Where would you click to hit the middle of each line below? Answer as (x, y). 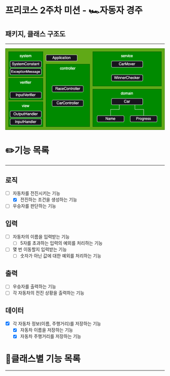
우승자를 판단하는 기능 (34, 206)
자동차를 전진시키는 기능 (36, 193)
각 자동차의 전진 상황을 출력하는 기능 (48, 293)
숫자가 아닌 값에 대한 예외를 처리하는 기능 (61, 256)
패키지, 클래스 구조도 (35, 34)
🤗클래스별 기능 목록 (43, 359)
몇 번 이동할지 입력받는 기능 (40, 250)
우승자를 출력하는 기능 (34, 287)
